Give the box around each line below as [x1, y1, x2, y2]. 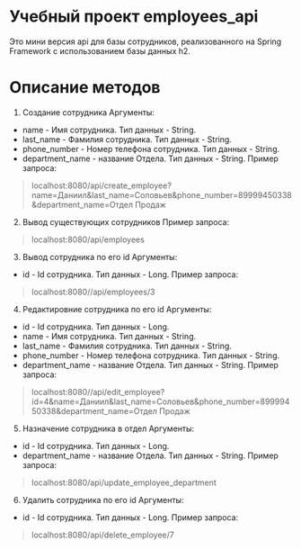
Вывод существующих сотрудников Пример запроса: [22, 216, 230, 227]
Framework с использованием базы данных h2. [9, 45, 191, 56]
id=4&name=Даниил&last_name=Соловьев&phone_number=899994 [31, 396, 290, 407]
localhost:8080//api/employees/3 [31, 286, 155, 297]
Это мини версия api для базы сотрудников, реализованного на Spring [9, 36, 282, 47]
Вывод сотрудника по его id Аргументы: [22, 251, 178, 262]
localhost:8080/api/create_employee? [31, 180, 173, 191]
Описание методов [9, 77, 161, 98]
